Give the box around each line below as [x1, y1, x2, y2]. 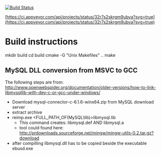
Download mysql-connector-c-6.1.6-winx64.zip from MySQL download [12, 99, 154, 104]
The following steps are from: [5, 79, 64, 85]
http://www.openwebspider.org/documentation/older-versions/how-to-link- [5, 84, 156, 90]
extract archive [12, 109, 43, 115]
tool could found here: [19, 124, 64, 131]
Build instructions [5, 36, 78, 47]
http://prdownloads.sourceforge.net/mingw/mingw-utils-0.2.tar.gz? [19, 130, 154, 136]
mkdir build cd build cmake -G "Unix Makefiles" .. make [5, 52, 115, 58]
